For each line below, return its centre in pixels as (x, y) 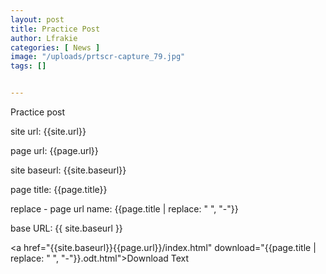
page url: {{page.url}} (54, 150)
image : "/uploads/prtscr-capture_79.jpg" (98, 57)
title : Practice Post (55, 29)
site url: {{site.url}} (48, 131)
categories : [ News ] (55, 47)
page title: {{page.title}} (59, 189)
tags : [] (28, 66)
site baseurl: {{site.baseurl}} (68, 170)
